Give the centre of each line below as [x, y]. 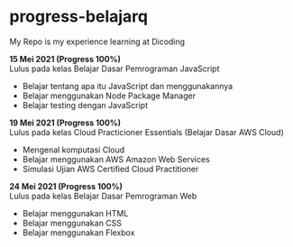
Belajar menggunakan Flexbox [78, 233]
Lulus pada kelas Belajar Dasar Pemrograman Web [103, 196]
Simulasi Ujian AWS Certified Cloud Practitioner [110, 169]
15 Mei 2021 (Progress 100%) [65, 59]
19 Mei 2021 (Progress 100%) [65, 123]
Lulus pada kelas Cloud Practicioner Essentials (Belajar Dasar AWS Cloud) [146, 132]
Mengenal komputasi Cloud [73, 150]
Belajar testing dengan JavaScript [85, 105]
